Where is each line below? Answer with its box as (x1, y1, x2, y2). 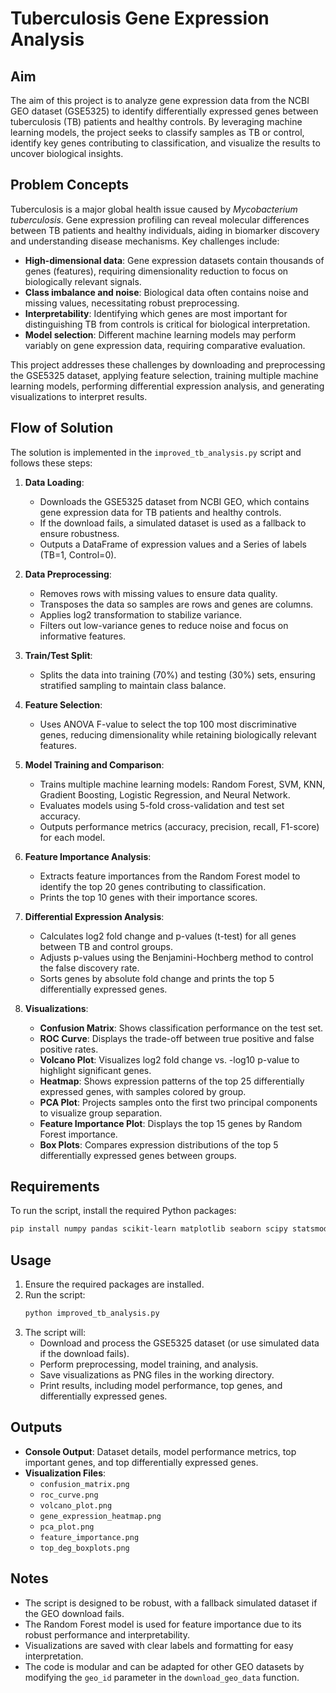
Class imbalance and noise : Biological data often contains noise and (24, 286, 309, 298)
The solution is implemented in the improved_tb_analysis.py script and (10, 446, 302, 458)
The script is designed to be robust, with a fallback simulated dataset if (24, 1597, 318, 1609)
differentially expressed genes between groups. (39, 1149, 237, 1161)
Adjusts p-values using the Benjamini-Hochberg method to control (39, 951, 314, 963)
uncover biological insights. (10, 148, 124, 159)
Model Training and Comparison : (24, 758, 165, 771)
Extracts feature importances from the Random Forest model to (39, 870, 301, 882)
